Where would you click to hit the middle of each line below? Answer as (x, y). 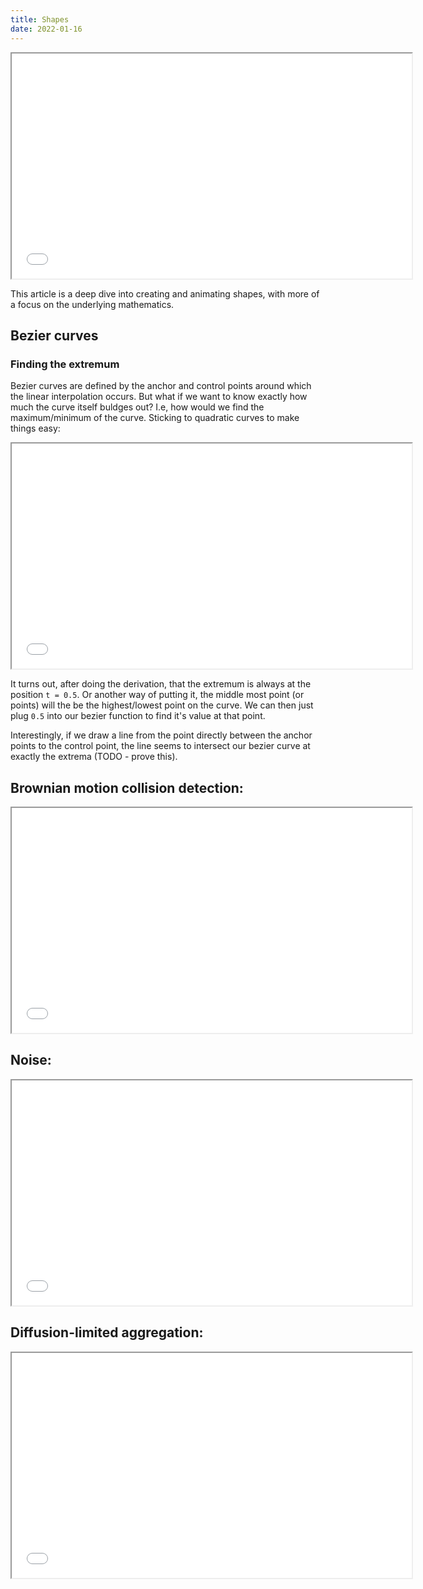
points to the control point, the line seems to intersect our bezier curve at (160, 746)
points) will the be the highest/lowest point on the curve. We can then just (162, 705)
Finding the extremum (65, 364)
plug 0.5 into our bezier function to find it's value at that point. (138, 716)
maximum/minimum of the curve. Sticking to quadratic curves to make (155, 418)
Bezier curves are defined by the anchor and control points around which (161, 386)
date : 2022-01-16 (46, 29)
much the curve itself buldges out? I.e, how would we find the (137, 407)
